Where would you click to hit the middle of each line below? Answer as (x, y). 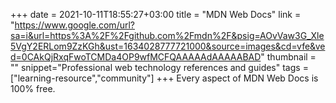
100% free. (33, 88)
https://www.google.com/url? (74, 25)
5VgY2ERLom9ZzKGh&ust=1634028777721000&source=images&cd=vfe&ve (168, 46)
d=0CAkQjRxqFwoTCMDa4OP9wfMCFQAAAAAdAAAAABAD (136, 57)
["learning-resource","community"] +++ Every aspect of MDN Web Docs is (164, 78)
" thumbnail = (288, 57)
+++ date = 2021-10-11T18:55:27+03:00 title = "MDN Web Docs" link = (156, 14)
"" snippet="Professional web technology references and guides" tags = (159, 67)
